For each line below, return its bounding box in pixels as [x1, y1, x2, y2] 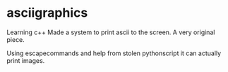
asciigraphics [6, 5, 88, 21]
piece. [6, 35, 25, 43]
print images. [6, 56, 45, 64]
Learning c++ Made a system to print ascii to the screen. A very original [6, 28, 215, 36]
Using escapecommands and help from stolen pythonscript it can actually [6, 49, 222, 57]
